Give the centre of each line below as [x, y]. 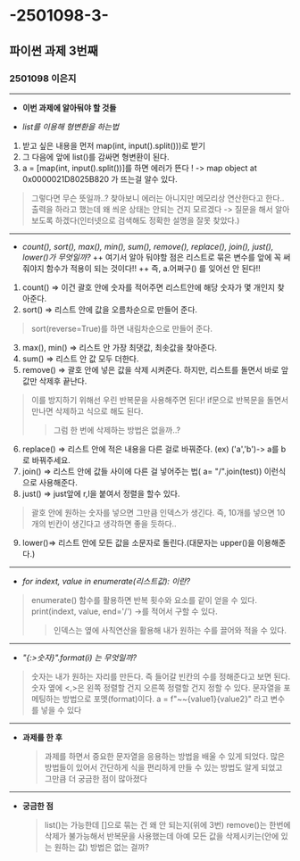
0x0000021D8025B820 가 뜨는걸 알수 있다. [100, 178]
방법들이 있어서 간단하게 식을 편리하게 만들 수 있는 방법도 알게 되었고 [163, 767]
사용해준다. [58, 482]
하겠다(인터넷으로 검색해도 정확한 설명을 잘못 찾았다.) [147, 220]
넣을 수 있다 [61, 709]
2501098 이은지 [43, 79]
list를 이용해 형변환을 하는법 [71, 127]
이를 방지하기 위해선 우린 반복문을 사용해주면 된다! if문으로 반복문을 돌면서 [159, 400]
